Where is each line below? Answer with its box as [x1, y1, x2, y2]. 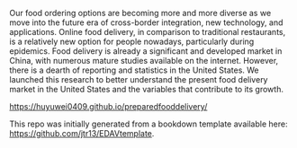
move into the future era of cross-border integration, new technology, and [9, 17, 283, 28]
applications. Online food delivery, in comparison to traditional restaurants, [9, 27, 286, 37]
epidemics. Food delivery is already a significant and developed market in [9, 46, 283, 57]
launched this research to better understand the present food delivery [9, 74, 268, 84]
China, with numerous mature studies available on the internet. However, [9, 56, 279, 65]
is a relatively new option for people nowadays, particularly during [9, 36, 255, 47]
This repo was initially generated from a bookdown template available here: [9, 118, 288, 129]
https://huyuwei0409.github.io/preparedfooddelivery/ [9, 101, 208, 111]
